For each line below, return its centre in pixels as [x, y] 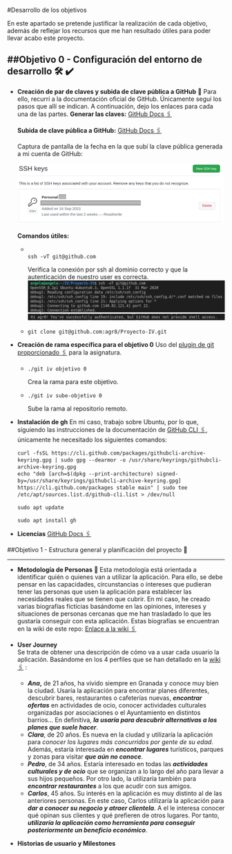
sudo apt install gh [47, 520]
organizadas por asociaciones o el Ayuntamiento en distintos [114, 712]
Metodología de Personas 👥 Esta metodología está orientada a [107, 569]
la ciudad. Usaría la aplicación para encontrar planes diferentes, [118, 690]
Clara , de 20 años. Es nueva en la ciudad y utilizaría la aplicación [120, 734]
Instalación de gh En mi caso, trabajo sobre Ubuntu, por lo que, [108, 421]
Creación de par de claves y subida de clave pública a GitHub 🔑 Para [117, 91]
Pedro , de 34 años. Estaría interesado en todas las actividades [118, 763]
